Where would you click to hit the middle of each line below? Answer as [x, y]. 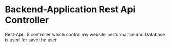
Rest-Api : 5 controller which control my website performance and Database [85, 34]
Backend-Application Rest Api [70, 9]
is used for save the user [31, 40]
